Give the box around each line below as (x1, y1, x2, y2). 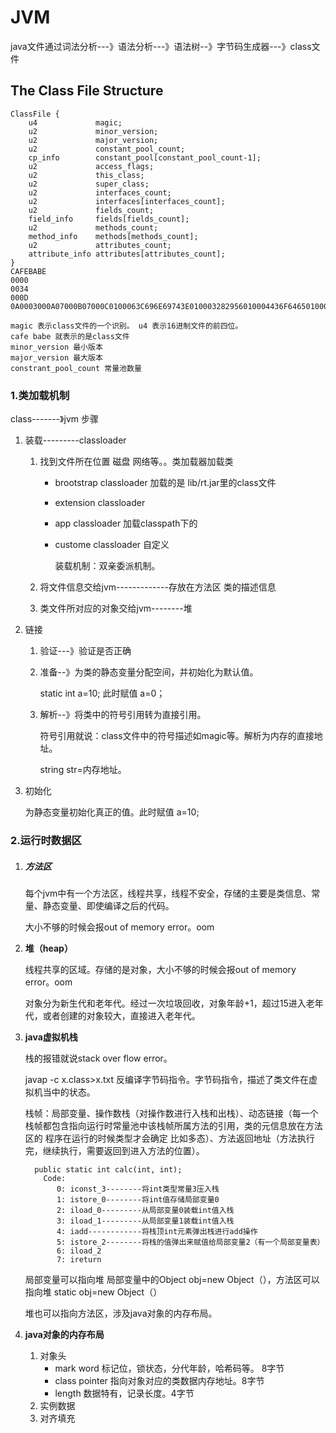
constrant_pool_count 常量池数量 (10, 363, 142, 373)
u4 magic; (28, 117, 123, 128)
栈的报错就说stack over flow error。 (24, 1052, 173, 1064)
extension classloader (54, 497, 146, 509)
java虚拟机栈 (24, 1031, 78, 1043)
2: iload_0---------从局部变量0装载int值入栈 (56, 1205, 235, 1215)
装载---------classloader (24, 434, 127, 446)
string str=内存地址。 (39, 764, 127, 776)
